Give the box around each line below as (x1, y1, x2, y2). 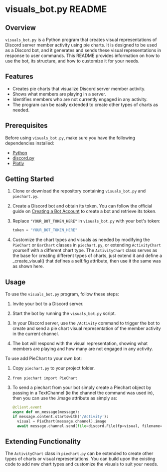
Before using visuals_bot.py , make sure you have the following (5, 134, 136, 140)
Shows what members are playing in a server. (12, 91, 106, 97)
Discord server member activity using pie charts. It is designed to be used (5, 42, 157, 48)
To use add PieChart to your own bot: (5, 355, 82, 361)
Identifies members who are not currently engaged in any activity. (12, 96, 148, 102)
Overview (5, 23, 36, 32)
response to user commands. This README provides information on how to (5, 52, 160, 58)
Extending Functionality (5, 437, 81, 445)
